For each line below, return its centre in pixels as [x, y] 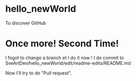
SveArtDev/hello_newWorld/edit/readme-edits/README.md [68, 63]
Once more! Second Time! [62, 44]
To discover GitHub [26, 23]
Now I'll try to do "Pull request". [38, 73]
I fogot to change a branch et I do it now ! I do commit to [65, 58]
